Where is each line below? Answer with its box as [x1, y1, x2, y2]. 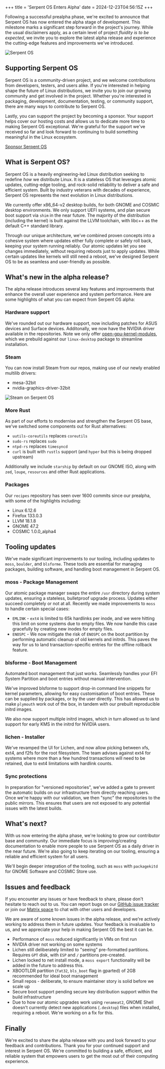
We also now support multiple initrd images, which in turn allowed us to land [5, 716, 160, 722]
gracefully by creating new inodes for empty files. [12, 626, 114, 632]
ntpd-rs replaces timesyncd [12, 443, 68, 449]
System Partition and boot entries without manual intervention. [5, 676, 132, 682]
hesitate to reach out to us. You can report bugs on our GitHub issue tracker [5, 901, 159, 907]
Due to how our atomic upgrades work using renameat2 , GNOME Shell [12, 999, 154, 1005]
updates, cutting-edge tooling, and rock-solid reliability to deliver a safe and [5, 182, 159, 188]
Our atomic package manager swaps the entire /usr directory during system [5, 590, 160, 596]
